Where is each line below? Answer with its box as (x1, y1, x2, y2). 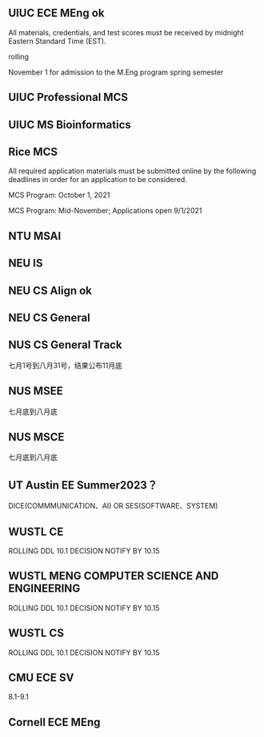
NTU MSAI (8, 229, 62, 243)
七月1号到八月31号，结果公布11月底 (8, 360, 122, 370)
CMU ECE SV (8, 671, 74, 685)
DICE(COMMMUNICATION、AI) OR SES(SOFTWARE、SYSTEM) (8, 501, 218, 511)
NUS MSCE (8, 430, 65, 443)
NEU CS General (8, 310, 90, 324)
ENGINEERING (8, 581, 81, 596)
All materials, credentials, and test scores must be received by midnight (8, 27, 244, 37)
